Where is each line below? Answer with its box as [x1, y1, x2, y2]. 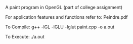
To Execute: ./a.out [5, 34, 45, 39]
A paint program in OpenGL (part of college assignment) [5, 5, 123, 10]
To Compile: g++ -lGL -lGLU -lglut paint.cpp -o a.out [5, 24, 115, 30]
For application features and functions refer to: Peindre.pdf [5, 14, 128, 20]
